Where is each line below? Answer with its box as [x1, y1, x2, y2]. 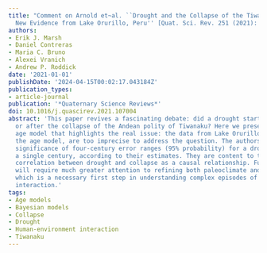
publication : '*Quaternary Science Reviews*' [8, 100, 161, 108]
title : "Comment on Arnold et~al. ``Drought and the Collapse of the [8, 11, 244, 20]
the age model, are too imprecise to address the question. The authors [15, 136, 261, 145]
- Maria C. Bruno [8, 48, 66, 56]
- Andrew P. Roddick [8, 63, 77, 71]
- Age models [8, 196, 52, 204]
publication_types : [8, 85, 73, 94]
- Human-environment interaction [8, 225, 119, 234]
